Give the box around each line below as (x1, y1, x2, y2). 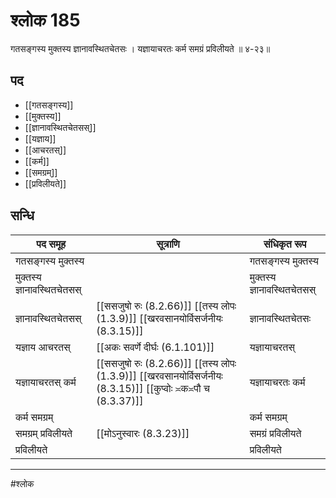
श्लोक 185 (10, 9, 81, 32)
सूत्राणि (156, 237, 180, 251)
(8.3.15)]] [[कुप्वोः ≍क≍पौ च (96, 381, 210, 395)
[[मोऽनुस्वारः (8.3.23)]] (96, 426, 190, 440)
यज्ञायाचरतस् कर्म (15, 375, 77, 389)
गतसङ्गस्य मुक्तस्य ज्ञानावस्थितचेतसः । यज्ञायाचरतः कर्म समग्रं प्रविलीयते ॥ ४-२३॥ (10, 42, 271, 54)
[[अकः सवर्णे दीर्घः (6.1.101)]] (96, 340, 215, 354)
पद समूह (36, 237, 67, 251)
